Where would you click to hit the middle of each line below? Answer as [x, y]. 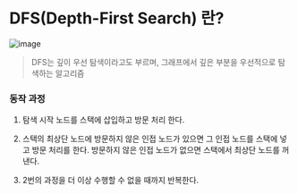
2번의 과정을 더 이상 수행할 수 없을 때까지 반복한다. [111, 181]
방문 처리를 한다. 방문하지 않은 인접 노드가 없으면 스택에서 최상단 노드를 [156, 150]
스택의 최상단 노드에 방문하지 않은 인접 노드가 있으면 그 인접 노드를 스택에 [150, 139]
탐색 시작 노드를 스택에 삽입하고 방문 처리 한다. [103, 120]
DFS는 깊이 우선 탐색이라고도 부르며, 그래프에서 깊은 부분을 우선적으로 [153, 62]
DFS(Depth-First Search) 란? [117, 18]
